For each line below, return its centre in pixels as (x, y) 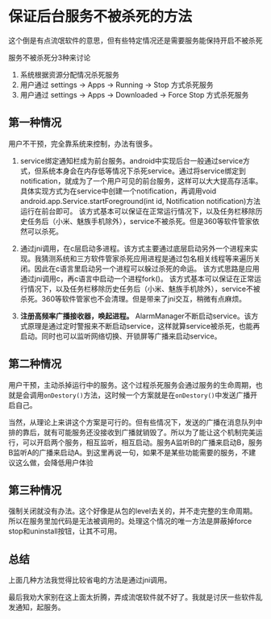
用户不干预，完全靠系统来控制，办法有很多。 (83, 143)
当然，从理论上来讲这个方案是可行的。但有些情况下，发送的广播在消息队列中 (135, 422)
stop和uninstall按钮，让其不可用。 (65, 531)
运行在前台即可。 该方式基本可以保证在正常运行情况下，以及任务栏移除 (138, 211)
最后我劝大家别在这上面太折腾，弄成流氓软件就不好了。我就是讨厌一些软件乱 (135, 597)
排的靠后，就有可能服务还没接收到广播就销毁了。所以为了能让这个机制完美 (132, 432)
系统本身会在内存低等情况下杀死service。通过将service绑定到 (144, 171)
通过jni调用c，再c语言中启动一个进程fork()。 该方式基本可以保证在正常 (137, 278)
